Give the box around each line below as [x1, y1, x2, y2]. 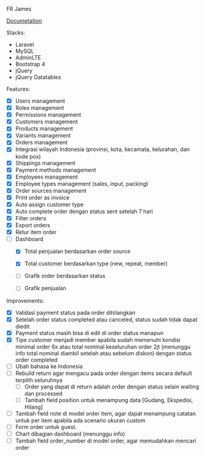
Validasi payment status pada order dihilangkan [15, 309, 136, 316]
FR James [6, 6, 32, 12]
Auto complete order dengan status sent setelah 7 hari [15, 207, 153, 215]
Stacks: [6, 29, 26, 36]
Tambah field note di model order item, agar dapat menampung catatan [15, 410, 196, 417]
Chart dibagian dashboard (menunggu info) [15, 430, 125, 438]
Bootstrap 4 [15, 61, 45, 68]
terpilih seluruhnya [15, 376, 63, 384]
